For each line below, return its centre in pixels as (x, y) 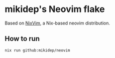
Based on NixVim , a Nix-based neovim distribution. (57, 23)
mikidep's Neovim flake (55, 9)
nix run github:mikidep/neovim (37, 50)
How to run (22, 39)
